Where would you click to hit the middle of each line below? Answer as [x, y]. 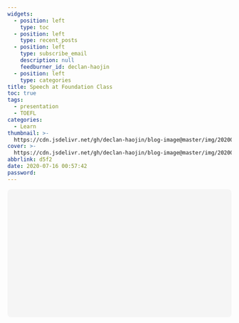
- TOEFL [25, 113]
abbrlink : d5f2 [30, 160]
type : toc [35, 27]
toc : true [22, 93]
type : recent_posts [49, 41]
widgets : [20, 14]
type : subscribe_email [54, 54]
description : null [47, 60]
